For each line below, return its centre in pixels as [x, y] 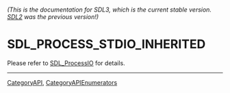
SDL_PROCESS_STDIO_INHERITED [106, 44]
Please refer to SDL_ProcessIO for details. [66, 63]
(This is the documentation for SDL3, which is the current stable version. [110, 10]
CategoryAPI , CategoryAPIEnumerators [62, 82]
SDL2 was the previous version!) [53, 16]
